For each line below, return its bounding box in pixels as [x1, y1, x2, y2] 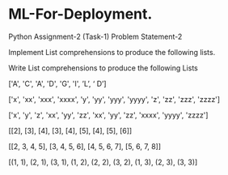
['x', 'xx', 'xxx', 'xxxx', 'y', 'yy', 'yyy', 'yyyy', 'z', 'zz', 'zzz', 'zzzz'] [8, 94, 221, 104]
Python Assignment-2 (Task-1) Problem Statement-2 [8, 32, 183, 41]
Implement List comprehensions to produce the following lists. [8, 47, 216, 57]
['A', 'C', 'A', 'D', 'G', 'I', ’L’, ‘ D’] [8, 79, 107, 88]
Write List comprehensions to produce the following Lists [8, 62, 198, 73]
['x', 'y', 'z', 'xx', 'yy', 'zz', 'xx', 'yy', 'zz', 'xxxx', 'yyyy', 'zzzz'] [8, 110, 209, 120]
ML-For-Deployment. [8, 5, 153, 23]
